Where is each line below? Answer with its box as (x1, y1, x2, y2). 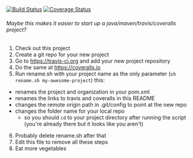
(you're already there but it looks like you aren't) (24, 121, 144, 128)
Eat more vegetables (14, 145, 66, 152)
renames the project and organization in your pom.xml (14, 88, 150, 96)
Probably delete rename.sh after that (14, 132, 107, 139)
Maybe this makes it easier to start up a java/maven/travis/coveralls (6, 19, 176, 27)
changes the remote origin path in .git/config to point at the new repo (14, 101, 187, 109)
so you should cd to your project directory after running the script (24, 114, 186, 121)
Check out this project (14, 45, 71, 52)
